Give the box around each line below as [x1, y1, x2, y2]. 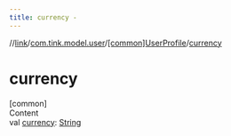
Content [9, 108, 39, 118]
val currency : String [9, 116, 82, 127]
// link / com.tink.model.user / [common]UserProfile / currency [9, 37, 222, 48]
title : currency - [9, 12, 77, 22]
